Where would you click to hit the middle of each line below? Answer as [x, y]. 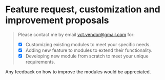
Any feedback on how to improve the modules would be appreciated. [78, 72]
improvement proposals [57, 20]
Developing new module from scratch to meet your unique [87, 56]
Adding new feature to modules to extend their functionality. [89, 50]
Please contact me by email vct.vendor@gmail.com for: [76, 34]
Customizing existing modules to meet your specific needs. [88, 44]
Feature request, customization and [83, 9]
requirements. [40, 62]
